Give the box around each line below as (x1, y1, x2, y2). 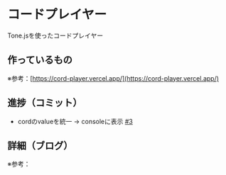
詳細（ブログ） (7, 140, 73, 152)
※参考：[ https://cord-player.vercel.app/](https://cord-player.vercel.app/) (7, 74, 219, 82)
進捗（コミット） (7, 97, 82, 109)
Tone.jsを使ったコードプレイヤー (7, 31, 104, 40)
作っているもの (7, 54, 72, 66)
